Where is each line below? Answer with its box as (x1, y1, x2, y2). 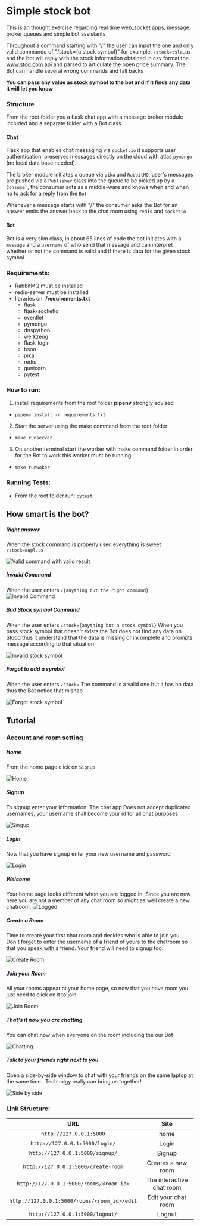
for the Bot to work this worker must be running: (14, 452, 133, 459)
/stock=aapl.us (6, 547, 44, 553)
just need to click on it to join (6, 991, 77, 998)
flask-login (23, 339, 50, 346)
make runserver (14, 435, 53, 441)
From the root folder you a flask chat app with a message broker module (6, 113, 183, 120)
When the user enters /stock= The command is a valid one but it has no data (6, 680, 194, 688)
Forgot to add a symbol (6, 665, 65, 673)
